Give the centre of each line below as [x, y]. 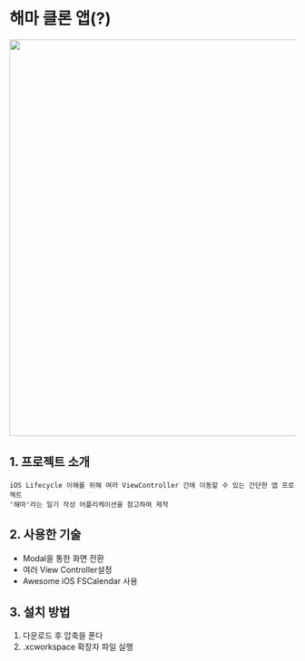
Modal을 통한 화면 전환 [63, 558]
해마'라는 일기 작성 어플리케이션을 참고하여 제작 [91, 504]
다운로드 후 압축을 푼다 [63, 636]
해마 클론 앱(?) [60, 19]
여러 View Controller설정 [67, 569]
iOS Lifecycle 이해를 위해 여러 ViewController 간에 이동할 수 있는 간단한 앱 [144, 485]
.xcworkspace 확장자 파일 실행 [78, 647]
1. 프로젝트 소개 [50, 462]
